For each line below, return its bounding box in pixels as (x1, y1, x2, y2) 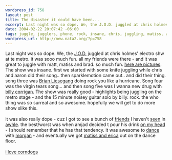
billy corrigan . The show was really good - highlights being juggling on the (5, 88, 162, 95)
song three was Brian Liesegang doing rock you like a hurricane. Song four (5, 78, 163, 84)
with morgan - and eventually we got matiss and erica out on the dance (5, 132, 156, 138)
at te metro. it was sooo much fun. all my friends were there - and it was (5, 56, 157, 62)
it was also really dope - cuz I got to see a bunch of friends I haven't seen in (5, 116, 165, 122)
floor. (5, 137, 16, 144)
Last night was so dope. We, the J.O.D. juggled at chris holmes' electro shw (5, 50, 164, 57)
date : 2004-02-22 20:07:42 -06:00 (5, 27, 79, 32)
